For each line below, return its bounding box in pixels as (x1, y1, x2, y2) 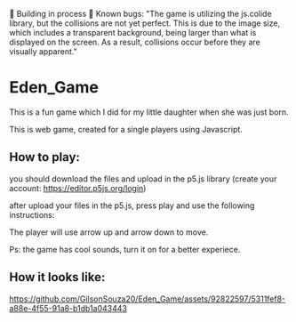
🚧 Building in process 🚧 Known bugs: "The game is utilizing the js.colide (9, 9, 273, 19)
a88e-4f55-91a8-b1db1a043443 (9, 302, 127, 313)
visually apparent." (9, 46, 77, 57)
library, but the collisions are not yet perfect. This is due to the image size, (9, 18, 281, 28)
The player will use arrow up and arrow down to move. (9, 227, 209, 237)
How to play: (9, 149, 80, 165)
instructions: (9, 209, 55, 220)
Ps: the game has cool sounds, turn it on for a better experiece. (9, 244, 241, 254)
